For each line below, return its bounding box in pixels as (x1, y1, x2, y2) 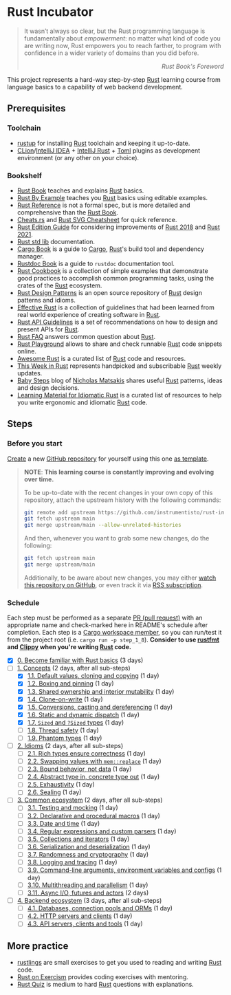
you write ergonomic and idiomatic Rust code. (16, 398, 148, 406)
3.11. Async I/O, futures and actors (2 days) (27, 888, 149, 897)
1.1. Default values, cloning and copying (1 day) (27, 672, 159, 680)
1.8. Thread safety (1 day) (27, 726, 100, 734)
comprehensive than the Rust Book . (16, 208, 119, 217)
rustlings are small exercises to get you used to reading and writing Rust (16, 959, 222, 967)
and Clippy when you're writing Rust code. (7, 643, 132, 651)
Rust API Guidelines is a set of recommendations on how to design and (16, 318, 218, 326)
